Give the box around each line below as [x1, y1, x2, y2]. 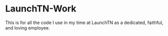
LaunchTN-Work [5, 3, 77, 14]
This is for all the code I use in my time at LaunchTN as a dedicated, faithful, [5, 19, 163, 25]
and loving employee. [5, 24, 50, 30]
